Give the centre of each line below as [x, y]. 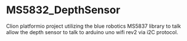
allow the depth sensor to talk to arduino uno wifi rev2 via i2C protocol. [92, 32]
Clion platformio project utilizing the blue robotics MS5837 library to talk [93, 26]
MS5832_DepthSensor [63, 10]
